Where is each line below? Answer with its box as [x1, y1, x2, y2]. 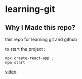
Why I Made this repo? [5, 23, 76, 32]
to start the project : [5, 46, 45, 52]
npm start [5, 60, 26, 65]
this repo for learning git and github [5, 36, 78, 42]
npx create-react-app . [5, 56, 54, 61]
